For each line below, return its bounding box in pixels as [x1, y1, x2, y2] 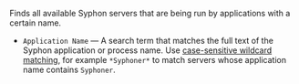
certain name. [9, 17, 62, 28]
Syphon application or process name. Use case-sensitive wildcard [22, 45, 273, 56]
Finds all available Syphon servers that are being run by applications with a [9, 8, 291, 18]
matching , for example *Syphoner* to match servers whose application [22, 55, 287, 65]
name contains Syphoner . [22, 64, 116, 75]
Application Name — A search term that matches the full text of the [22, 36, 273, 46]
